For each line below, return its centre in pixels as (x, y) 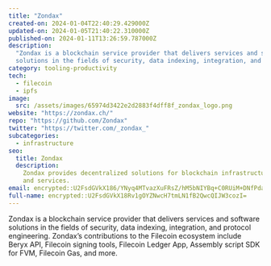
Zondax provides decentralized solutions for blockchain (121, 173)
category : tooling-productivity (63, 69)
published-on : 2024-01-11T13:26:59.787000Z (83, 38)
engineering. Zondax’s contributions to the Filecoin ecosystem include (125, 235)
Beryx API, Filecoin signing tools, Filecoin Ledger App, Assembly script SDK (134, 244)
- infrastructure (45, 143)
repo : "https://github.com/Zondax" (68, 121)
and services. (46, 181)
